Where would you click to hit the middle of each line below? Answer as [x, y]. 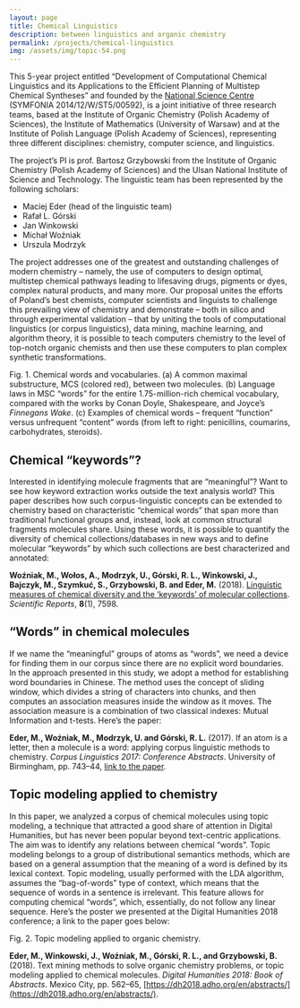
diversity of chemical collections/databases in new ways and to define [139, 538]
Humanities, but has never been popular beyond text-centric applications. [146, 835]
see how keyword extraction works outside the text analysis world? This [142, 491]
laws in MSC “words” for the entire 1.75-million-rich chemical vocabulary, [144, 394]
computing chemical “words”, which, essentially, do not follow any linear [142, 901]
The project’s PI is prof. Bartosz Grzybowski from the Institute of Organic [143, 161]
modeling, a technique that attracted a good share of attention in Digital [141, 825]
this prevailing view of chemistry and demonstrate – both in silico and [137, 309]
